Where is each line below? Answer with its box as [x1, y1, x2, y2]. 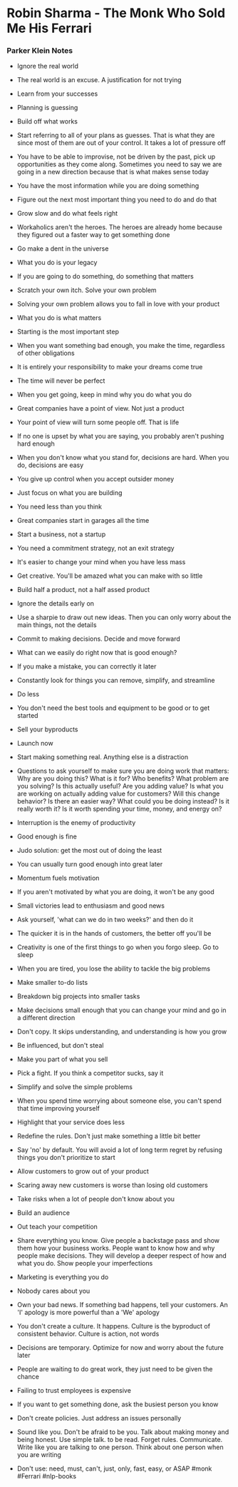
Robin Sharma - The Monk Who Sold [6, 5, 226, 21]
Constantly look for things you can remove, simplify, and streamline [16, 676, 215, 685]
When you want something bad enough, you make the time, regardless [16, 341, 225, 350]
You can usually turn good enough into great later [16, 860, 163, 868]
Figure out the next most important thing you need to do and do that [16, 195, 217, 204]
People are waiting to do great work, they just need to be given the [16, 1365, 213, 1373]
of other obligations [16, 349, 76, 358]
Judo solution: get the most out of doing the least [16, 846, 162, 855]
